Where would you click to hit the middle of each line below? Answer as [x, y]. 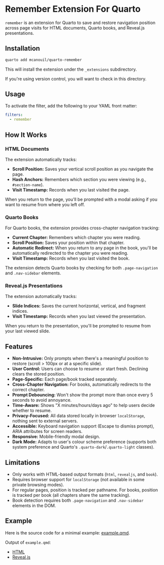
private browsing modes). [38, 485]
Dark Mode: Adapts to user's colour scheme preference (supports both [84, 442]
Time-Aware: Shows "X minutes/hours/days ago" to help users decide [83, 405]
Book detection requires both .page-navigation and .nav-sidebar [78, 500]
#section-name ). [28, 185]
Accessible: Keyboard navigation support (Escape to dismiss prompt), [83, 426]
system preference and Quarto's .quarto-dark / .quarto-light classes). [83, 447]
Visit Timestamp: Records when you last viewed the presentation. [79, 316]
